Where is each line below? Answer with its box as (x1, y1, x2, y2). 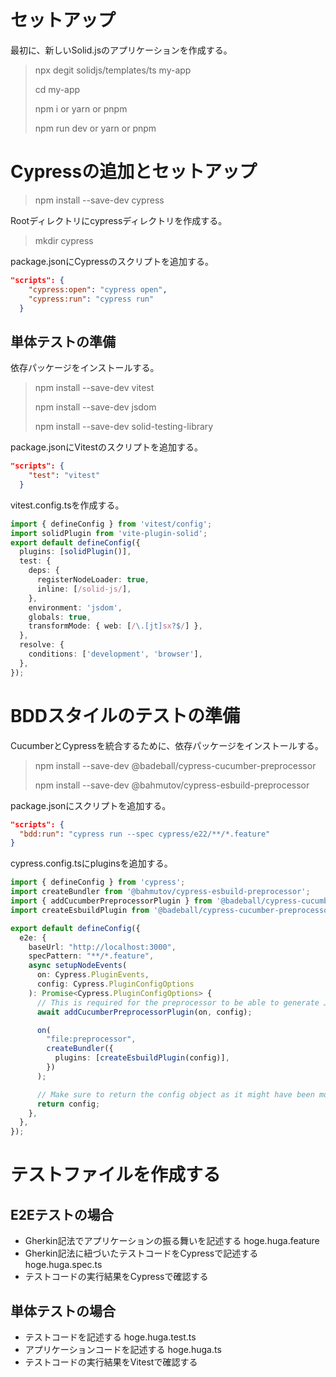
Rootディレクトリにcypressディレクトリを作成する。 (10, 214, 228, 226)
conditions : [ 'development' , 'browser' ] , (28, 649, 203, 660)
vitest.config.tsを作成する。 (10, 499, 125, 511)
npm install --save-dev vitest (34, 382, 155, 394)
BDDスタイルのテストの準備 (10, 704, 240, 727)
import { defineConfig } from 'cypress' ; (10, 877, 186, 888)
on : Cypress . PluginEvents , (36, 970, 150, 980)
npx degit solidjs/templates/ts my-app (34, 64, 192, 76)
